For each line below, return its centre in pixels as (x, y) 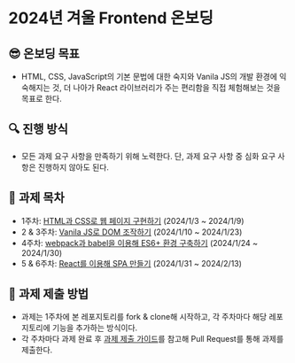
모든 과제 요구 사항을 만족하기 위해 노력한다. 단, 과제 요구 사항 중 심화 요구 (148, 156)
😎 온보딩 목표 (44, 54)
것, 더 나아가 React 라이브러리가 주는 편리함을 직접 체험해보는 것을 (166, 88)
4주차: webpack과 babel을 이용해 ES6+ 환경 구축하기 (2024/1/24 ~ (140, 243)
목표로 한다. (42, 99)
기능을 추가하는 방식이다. (95, 328)
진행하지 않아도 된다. (74, 167)
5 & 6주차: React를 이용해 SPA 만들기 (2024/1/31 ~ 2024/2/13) (132, 263)
